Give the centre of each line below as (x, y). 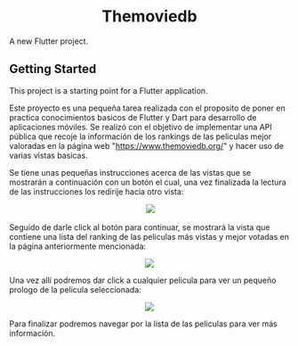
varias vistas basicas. (48, 155)
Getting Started (53, 69)
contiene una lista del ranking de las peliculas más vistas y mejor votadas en (149, 236)
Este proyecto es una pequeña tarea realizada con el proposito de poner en (148, 108)
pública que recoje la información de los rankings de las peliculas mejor (141, 136)
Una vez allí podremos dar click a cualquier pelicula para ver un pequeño (143, 280)
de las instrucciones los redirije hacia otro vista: (97, 191)
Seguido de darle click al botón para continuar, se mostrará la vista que (140, 227)
